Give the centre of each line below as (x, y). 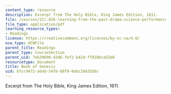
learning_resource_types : (33, 29)
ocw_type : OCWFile (25, 43)
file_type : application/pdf (35, 24)
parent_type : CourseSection (35, 52)
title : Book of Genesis (31, 67)
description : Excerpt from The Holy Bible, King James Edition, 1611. (82, 15)
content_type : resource (31, 10)
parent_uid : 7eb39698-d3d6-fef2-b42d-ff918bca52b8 (60, 57)
